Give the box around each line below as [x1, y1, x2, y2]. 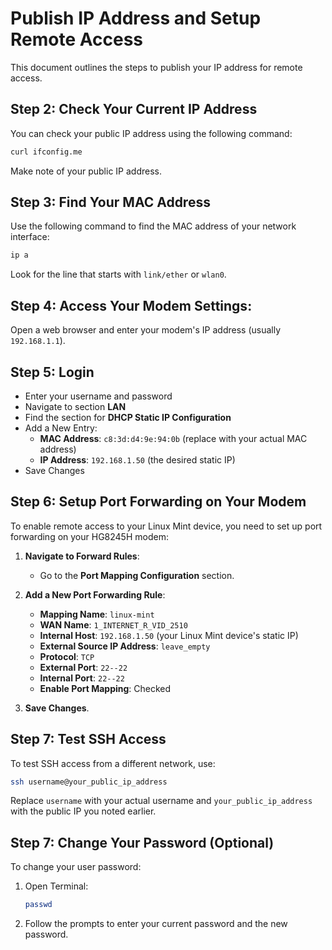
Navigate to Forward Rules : [24, 550, 140, 562]
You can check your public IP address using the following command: [10, 127, 293, 139]
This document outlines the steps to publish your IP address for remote [10, 61, 303, 73]
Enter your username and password [24, 390, 173, 402]
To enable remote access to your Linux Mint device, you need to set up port [10, 520, 323, 532]
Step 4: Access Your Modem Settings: [10, 297, 253, 314]
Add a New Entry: [24, 422, 98, 434]
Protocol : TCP [39, 650, 95, 662]
